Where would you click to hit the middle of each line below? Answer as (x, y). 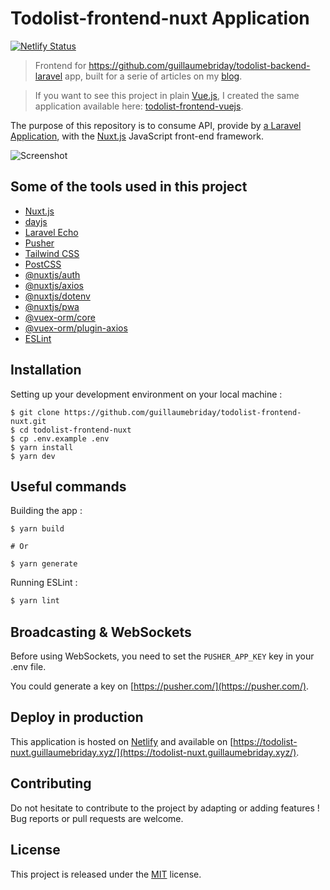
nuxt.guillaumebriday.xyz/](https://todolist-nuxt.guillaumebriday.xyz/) (153, 752)
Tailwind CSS (52, 253)
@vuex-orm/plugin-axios (76, 328)
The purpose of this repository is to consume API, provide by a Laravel (156, 125)
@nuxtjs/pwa (52, 306)
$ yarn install (42, 447)
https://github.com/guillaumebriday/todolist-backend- (199, 65)
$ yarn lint (35, 601)
